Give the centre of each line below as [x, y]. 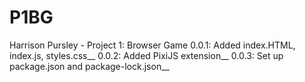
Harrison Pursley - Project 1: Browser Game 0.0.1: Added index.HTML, [152, 45]
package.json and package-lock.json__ [89, 66]
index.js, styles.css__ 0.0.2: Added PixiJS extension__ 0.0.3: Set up [146, 55]
